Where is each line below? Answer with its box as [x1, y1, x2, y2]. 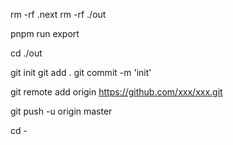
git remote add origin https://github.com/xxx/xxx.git [10, 86, 223, 98]
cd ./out [10, 47, 43, 59]
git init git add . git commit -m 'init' [10, 67, 152, 78]
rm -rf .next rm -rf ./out [10, 9, 107, 20]
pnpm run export [10, 28, 80, 39]
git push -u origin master [10, 105, 113, 117]
